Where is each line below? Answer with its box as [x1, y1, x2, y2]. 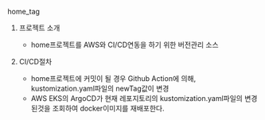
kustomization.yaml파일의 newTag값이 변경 [30, 83, 170, 93]
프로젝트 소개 [18, 23, 60, 33]
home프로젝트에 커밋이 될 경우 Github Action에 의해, [30, 74, 197, 83]
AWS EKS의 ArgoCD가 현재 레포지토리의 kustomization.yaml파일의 [30, 94, 244, 103]
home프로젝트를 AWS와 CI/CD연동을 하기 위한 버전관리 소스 [30, 40, 220, 49]
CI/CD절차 [18, 57, 53, 66]
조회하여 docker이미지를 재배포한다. [52, 103, 165, 113]
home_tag [7, 7, 41, 16]
